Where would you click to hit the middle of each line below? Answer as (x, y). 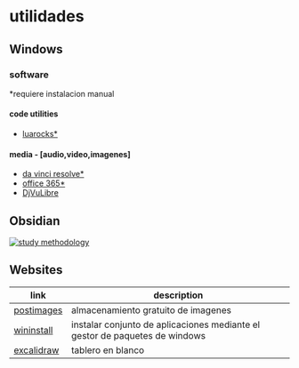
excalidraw (36, 350)
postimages (38, 310)
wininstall (33, 330)
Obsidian (35, 221)
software (29, 75)
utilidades (47, 16)
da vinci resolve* (53, 174)
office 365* (44, 183)
